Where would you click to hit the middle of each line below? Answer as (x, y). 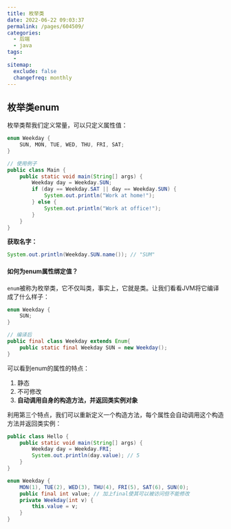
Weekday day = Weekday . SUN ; (72, 183)
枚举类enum (33, 107)
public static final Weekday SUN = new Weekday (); (93, 348)
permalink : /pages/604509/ (46, 26)
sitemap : (20, 65)
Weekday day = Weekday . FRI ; (72, 449)
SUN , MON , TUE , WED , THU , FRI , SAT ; (72, 145)
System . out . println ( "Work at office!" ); (102, 208)
